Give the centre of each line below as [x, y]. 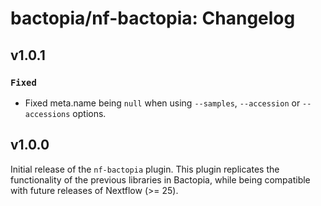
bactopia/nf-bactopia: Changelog [153, 18]
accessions [47, 114]
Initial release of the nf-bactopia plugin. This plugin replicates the [145, 169]
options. [89, 113]
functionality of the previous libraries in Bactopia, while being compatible [160, 179]
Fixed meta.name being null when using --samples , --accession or [162, 103]
